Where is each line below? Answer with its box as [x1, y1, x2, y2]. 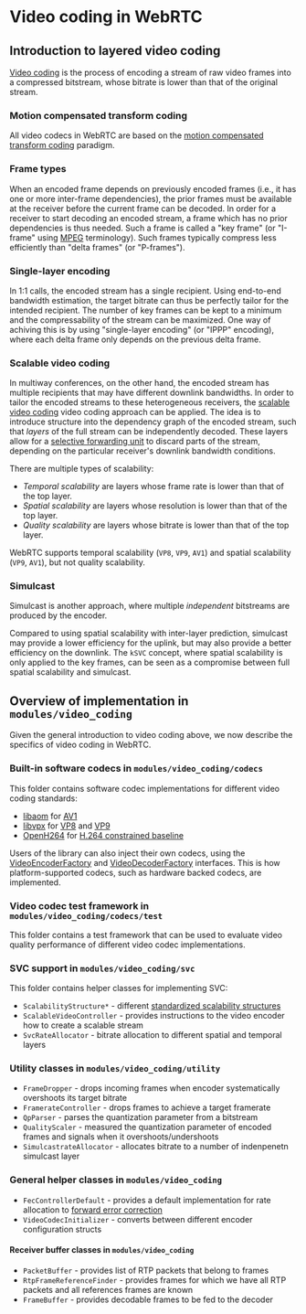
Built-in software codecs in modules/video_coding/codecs [9, 762, 263, 775]
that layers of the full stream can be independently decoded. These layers [9, 426, 289, 437]
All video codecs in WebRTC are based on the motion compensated [9, 130, 264, 141]
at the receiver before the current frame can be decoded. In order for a [9, 203, 277, 214]
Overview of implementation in [9, 693, 189, 709]
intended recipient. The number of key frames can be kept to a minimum [9, 304, 282, 315]
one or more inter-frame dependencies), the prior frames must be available [9, 193, 292, 204]
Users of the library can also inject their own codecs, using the [9, 848, 246, 859]
